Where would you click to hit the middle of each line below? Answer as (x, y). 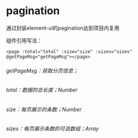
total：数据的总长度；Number (42, 90)
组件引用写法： (24, 40)
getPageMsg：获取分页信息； (42, 70)
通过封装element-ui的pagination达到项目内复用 (63, 28)
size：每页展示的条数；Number (44, 109)
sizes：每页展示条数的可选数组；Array (53, 129)
